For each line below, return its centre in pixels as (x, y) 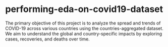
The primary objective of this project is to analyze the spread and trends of (83, 23)
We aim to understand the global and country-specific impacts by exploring (84, 33)
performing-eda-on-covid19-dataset (84, 9)
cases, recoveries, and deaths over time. (47, 39)
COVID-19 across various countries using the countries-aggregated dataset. (85, 28)
